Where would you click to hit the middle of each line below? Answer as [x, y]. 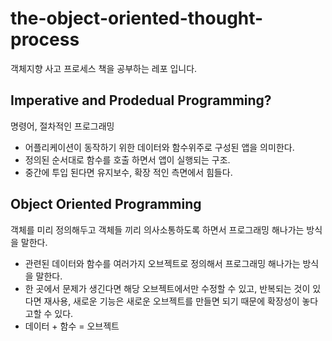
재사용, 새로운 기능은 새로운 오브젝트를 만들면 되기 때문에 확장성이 [171, 301]
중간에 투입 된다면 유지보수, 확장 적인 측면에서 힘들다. [128, 172]
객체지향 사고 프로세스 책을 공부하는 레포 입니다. [104, 68]
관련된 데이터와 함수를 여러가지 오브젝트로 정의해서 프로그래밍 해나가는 [162, 263]
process [45, 39]
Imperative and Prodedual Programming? [141, 100]
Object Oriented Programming [106, 204]
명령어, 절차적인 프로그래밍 [62, 126]
